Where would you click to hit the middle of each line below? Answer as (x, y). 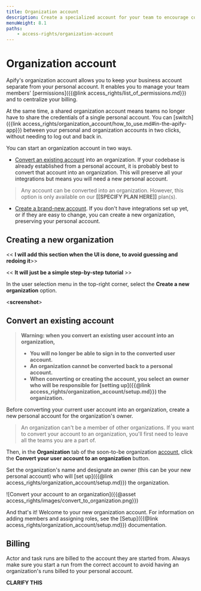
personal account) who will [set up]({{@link (60, 476)
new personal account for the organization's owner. (70, 416)
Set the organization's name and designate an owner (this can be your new (99, 470)
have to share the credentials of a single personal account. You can (89, 117)
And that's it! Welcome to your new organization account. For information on (100, 512)
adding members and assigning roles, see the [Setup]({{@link (82, 518)
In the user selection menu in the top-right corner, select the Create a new (98, 284)
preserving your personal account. (57, 221)
